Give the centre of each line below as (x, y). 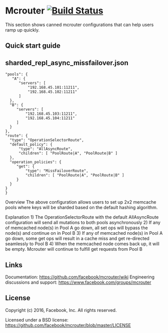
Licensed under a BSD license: (37, 320)
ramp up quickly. (23, 30)
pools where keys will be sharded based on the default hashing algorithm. (81, 208)
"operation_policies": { (36, 162)
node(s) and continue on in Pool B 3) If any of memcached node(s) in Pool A (84, 233)
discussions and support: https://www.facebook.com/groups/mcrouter (78, 282)
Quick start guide (33, 46)
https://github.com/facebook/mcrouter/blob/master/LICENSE (68, 325)
